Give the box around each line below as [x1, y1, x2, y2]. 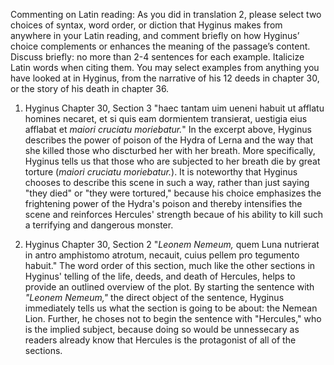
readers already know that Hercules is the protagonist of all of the [24, 334, 297, 346]
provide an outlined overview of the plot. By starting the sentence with [24, 281, 315, 293]
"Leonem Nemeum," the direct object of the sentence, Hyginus [24, 292, 285, 303]
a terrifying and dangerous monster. [24, 219, 174, 231]
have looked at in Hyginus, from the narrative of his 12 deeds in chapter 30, [10, 72, 320, 84]
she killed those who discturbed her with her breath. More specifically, [24, 145, 316, 156]
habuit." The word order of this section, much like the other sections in [24, 260, 316, 271]
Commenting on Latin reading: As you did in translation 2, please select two [10, 9, 322, 20]
